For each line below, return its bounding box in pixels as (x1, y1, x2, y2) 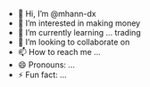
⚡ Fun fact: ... (17, 69, 67, 80)
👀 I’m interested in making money (17, 18, 141, 28)
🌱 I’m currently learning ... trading (17, 28, 141, 37)
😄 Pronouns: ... (17, 59, 76, 70)
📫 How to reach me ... (17, 47, 101, 57)
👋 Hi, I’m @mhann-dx (17, 9, 96, 19)
